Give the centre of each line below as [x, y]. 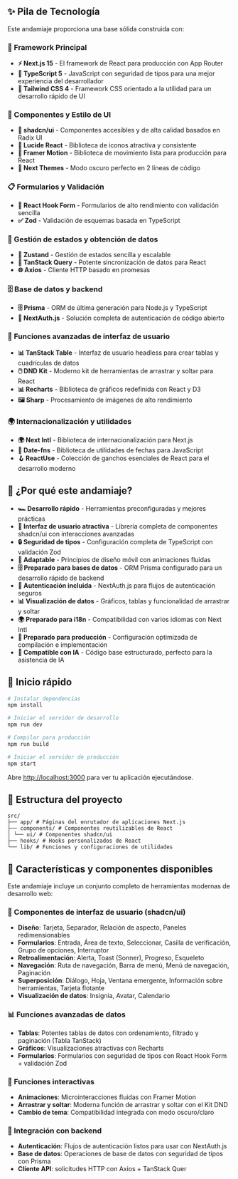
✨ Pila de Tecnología [54, 12]
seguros [30, 593]
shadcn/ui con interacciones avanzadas [76, 534]
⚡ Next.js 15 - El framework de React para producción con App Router [120, 63]
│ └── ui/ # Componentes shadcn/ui [60, 835]
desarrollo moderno [47, 468]
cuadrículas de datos [48, 363]
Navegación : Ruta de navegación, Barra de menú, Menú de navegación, [123, 965]
